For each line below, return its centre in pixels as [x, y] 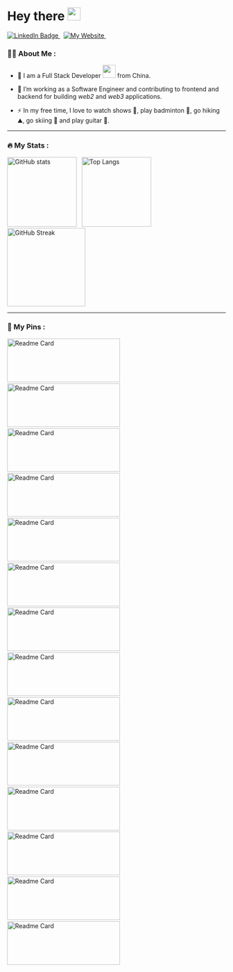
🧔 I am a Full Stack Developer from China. [84, 76]
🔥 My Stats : [28, 146]
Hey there [36, 16]
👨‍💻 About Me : [32, 54]
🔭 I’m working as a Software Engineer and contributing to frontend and [118, 89]
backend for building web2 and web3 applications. [89, 97]
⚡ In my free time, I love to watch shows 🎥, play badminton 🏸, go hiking [119, 111]
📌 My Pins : [26, 327]
